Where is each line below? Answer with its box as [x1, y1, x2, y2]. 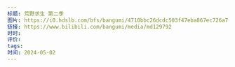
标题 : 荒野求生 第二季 [7, 10, 65, 17]
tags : [7, 43, 23, 50]
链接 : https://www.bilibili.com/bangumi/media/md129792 [7, 23, 172, 30]
